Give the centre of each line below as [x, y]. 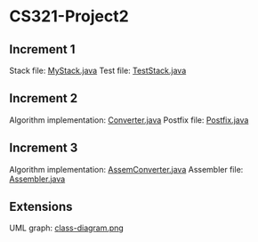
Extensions [41, 207]
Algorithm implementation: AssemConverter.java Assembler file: [126, 169]
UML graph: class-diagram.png [67, 228]
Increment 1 [42, 49]
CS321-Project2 [69, 16]
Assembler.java [37, 179]
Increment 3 [44, 148]
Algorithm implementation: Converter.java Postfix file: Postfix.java [129, 120]
